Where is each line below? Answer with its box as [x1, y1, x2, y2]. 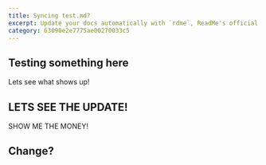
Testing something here [8, 56, 129, 69]
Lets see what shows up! [8, 77, 90, 87]
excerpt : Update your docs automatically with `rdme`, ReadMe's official [8, 19, 259, 27]
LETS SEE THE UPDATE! [8, 100, 128, 114]
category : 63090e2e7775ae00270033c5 [8, 26, 130, 34]
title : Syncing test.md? [8, 11, 91, 20]
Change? [8, 144, 54, 158]
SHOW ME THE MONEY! [8, 121, 89, 131]
